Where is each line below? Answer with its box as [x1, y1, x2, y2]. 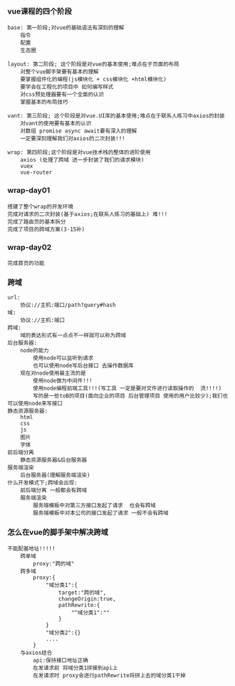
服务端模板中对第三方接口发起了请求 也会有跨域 [33, 502, 157, 509]
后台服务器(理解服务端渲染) [20, 472, 90, 479]
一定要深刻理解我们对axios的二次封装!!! [20, 135, 126, 142]
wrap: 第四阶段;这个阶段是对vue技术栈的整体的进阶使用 [7, 149, 151, 156]
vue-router [20, 169, 53, 176]
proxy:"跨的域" [33, 561, 75, 568]
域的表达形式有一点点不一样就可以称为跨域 [20, 332, 127, 339]
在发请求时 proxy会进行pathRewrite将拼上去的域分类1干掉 [33, 672, 187, 680]
